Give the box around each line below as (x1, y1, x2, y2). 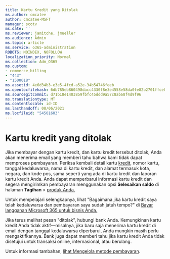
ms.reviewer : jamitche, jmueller (5, 31, 76, 36)
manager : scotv (5, 21, 37, 27)
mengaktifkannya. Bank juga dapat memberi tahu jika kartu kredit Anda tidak (5, 233, 164, 239)
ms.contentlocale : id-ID (5, 101, 58, 107)
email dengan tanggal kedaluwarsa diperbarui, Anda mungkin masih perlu (5, 228, 159, 234)
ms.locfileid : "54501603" (5, 111, 60, 116)
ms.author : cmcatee (5, 12, 47, 17)
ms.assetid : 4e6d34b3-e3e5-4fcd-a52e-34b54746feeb (5, 82, 114, 87)
